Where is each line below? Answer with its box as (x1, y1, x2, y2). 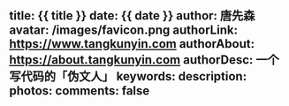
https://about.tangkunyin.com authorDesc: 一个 (9, 52, 280, 68)
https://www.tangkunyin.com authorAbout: (9, 36, 255, 51)
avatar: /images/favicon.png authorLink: (9, 23, 239, 38)
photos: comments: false (9, 83, 150, 99)
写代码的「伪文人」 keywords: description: (9, 69, 247, 84)
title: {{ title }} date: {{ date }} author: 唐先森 (9, 8, 255, 24)
